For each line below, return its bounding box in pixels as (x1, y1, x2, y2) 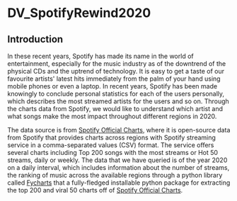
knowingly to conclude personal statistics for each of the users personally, (7, 90, 225, 98)
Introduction (7, 33, 64, 45)
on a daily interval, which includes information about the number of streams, (7, 163, 230, 171)
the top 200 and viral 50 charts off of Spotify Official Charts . (7, 186, 183, 194)
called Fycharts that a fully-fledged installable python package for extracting (7, 178, 231, 187)
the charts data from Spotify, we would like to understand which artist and (7, 105, 223, 113)
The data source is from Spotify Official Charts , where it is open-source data (7, 126, 231, 134)
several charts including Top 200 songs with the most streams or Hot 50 (7, 149, 218, 156)
